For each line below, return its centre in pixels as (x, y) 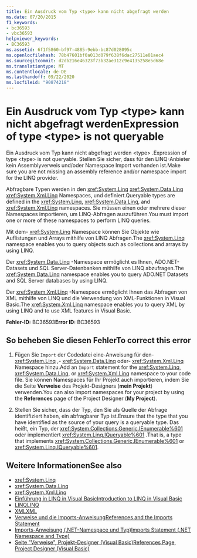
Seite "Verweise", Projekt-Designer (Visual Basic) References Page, (95, 542)
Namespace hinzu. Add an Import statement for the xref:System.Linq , (98, 367)
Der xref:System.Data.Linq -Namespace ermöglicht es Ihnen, (80, 261)
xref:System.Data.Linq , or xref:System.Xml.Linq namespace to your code (103, 373)
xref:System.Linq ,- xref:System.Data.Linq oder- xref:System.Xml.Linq (99, 361)
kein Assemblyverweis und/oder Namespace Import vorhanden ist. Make (93, 165)
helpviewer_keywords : (33, 39)
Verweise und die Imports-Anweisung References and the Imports (94, 517)
